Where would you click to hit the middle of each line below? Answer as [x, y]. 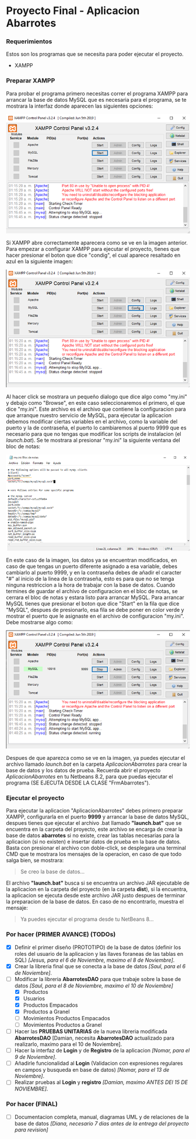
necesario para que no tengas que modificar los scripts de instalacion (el [94, 433]
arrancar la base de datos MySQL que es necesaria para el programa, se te [96, 99]
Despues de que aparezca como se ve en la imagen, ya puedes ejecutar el [96, 758]
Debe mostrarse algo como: [39, 622]
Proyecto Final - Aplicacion [73, 11]
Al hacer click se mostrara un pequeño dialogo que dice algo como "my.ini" [97, 397]
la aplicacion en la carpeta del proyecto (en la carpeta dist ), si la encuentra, [97, 889]
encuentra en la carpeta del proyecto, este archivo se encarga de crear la [94, 830]
